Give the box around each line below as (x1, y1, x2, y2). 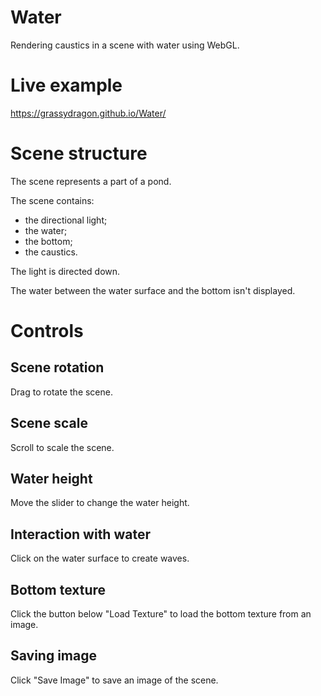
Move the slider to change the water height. (10, 497, 190, 509)
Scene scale (10, 415, 88, 432)
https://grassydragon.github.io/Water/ (10, 107, 167, 119)
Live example (10, 74, 123, 97)
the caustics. (24, 246, 78, 258)
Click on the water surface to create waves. (10, 552, 190, 565)
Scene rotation (10, 359, 105, 376)
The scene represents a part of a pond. (10, 175, 172, 187)
